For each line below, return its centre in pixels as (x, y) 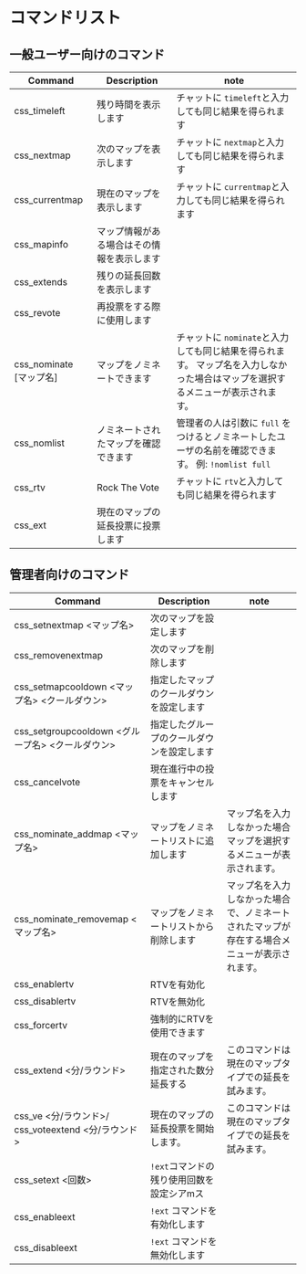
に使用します (124, 320)
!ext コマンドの (183, 1166)
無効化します (178, 1255)
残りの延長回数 (129, 276)
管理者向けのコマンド (69, 575)
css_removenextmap (58, 655)
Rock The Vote (128, 487)
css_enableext (45, 1216)
